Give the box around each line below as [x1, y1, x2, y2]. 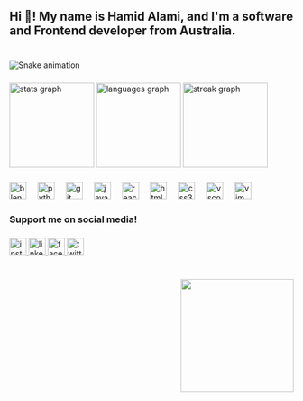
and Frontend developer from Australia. [9, 23, 236, 39]
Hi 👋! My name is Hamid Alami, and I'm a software [9, 9, 294, 24]
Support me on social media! [9, 213, 138, 226]
